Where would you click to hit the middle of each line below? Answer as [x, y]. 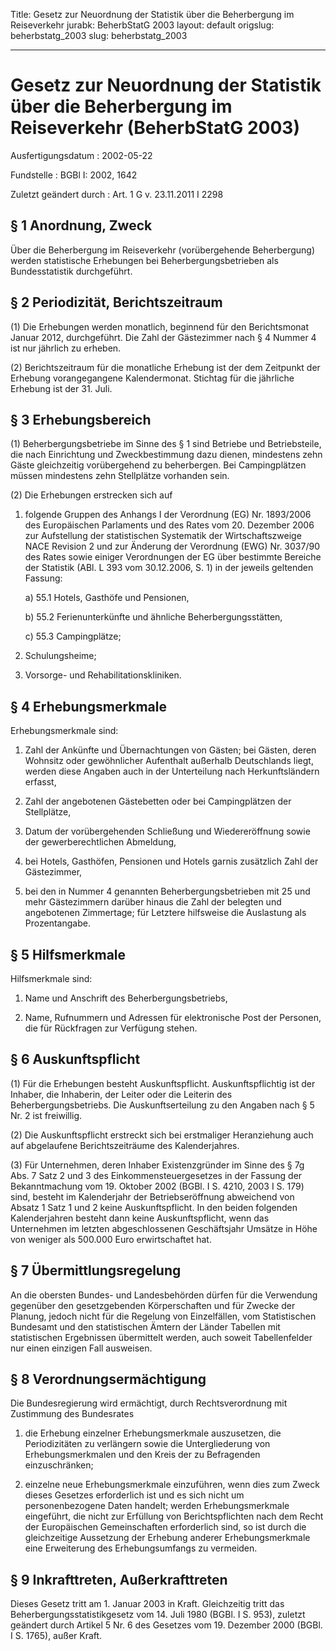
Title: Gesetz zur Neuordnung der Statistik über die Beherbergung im [152, 14]
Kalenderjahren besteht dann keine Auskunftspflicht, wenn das [140, 1218]
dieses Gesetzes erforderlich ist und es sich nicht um [134, 1495]
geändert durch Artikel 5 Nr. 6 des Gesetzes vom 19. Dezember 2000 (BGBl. [166, 1625]
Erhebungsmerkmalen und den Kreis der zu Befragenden [142, 1455]
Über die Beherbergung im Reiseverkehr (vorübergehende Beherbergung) [162, 250]
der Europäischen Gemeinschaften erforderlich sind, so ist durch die [165, 1527]
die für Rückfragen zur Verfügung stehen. [111, 1028]
